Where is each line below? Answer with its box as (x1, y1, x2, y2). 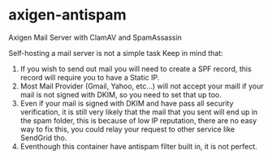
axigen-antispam (8, 6, 127, 24)
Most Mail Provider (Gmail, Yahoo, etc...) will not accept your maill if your (19, 81, 264, 91)
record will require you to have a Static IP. (19, 72, 160, 82)
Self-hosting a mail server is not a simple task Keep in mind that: (8, 48, 223, 58)
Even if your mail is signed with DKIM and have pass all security (19, 98, 234, 108)
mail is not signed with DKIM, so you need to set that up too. (19, 89, 222, 99)
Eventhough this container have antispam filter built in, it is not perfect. (19, 141, 257, 151)
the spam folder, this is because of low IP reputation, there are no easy (19, 115, 257, 125)
